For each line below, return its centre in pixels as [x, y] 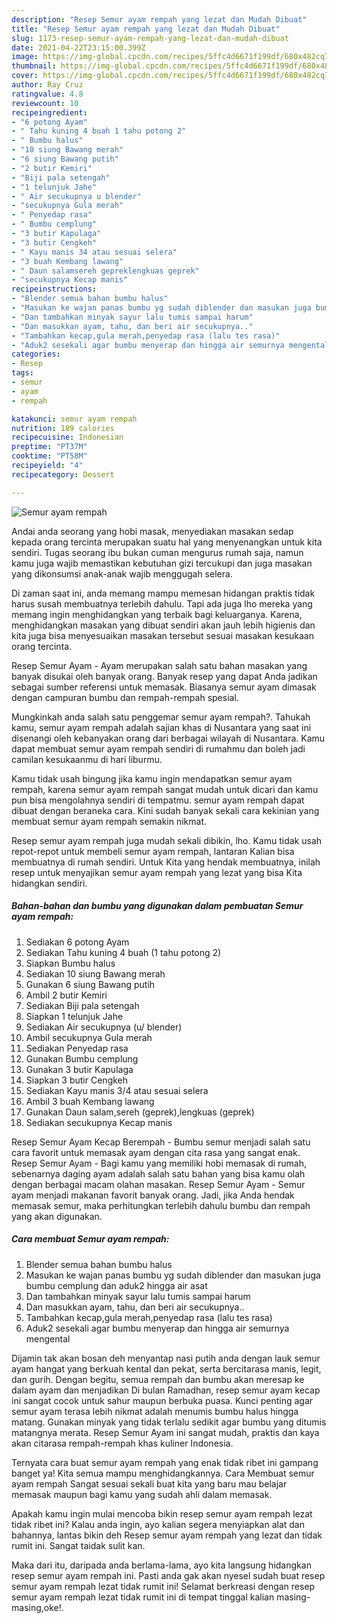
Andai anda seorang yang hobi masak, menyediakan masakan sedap [152, 531]
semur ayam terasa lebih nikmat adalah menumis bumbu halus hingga [155, 1411]
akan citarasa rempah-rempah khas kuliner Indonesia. [122, 1443]
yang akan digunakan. [57, 1216]
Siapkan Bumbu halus [70, 963]
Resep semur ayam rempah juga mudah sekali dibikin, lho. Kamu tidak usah [167, 840]
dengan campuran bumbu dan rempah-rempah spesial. [125, 697]
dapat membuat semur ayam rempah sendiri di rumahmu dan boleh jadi [158, 748]
